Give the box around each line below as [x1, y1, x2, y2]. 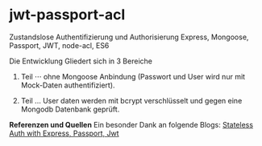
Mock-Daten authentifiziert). [20, 80, 115, 90]
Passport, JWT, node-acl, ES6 [9, 40, 110, 50]
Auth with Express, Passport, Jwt [9, 128, 119, 138]
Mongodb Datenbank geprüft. [20, 104, 120, 114]
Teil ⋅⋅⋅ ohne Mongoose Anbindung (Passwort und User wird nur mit [20, 71, 245, 81]
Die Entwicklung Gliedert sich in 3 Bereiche [9, 56, 152, 66]
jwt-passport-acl [9, 6, 126, 24]
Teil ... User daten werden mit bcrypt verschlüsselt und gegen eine [20, 95, 243, 105]
